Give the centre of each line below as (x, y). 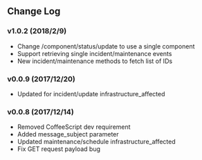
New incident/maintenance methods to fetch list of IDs (95, 61)
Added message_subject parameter (68, 134)
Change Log (34, 11)
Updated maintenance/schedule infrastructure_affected (97, 142)
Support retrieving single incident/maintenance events (94, 53)
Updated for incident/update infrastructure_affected (91, 94)
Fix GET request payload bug (59, 149)
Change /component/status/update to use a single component (106, 46)
